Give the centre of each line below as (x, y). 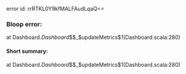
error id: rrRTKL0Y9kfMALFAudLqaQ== (55, 9)
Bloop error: (24, 24)
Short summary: (27, 51)
